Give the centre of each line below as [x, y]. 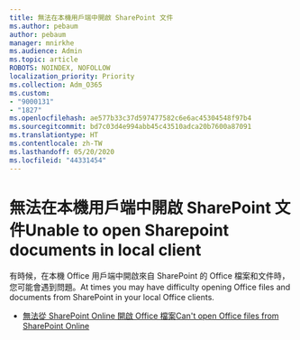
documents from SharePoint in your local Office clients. [112, 298]
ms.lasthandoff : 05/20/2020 [62, 152]
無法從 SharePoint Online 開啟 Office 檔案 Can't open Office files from [150, 316]
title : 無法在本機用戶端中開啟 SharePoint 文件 [91, 18]
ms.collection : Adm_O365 [56, 85]
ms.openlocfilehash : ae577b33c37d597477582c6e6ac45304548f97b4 [131, 118]
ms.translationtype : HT [54, 135]
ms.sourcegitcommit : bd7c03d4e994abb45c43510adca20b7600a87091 [131, 127]
